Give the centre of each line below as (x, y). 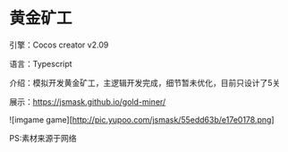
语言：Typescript (41, 63)
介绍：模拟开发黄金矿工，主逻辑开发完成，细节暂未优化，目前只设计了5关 (145, 82)
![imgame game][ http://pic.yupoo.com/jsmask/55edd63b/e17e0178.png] (142, 119)
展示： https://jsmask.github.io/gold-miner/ (88, 101)
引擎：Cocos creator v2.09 (59, 45)
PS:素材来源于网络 (43, 138)
